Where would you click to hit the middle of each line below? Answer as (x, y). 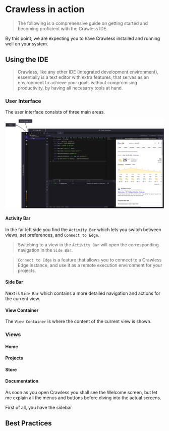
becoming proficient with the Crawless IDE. (63, 28)
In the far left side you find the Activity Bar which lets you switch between (83, 229)
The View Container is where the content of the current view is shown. (78, 321)
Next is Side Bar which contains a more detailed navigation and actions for (83, 293)
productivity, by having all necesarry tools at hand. (70, 88)
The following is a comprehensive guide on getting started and (82, 23)
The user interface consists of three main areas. (55, 112)
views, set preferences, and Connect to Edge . (52, 235)
